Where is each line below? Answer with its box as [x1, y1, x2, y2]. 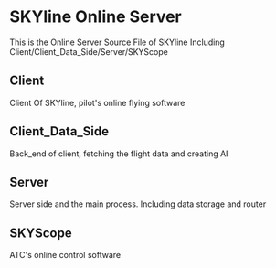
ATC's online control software [9, 250, 122, 261]
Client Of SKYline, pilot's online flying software [9, 97, 186, 108]
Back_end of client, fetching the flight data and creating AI [9, 148, 228, 159]
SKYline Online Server [9, 6, 182, 27]
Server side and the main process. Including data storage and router [9, 198, 267, 209]
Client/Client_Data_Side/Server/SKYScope [9, 46, 169, 57]
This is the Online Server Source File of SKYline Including [9, 37, 226, 48]
